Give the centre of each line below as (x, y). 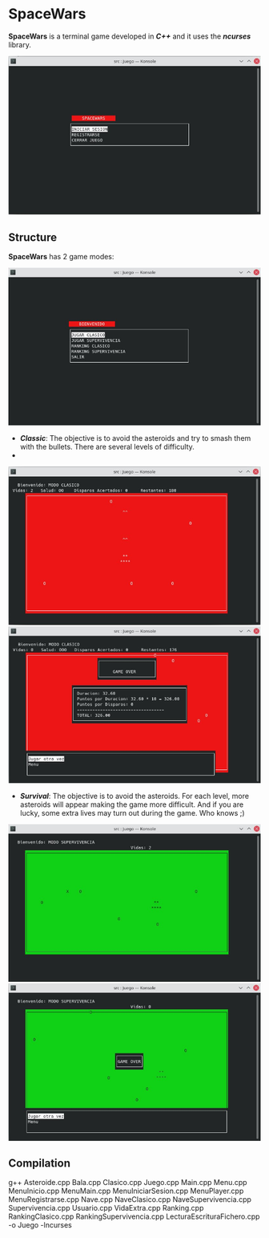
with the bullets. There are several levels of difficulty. (107, 447)
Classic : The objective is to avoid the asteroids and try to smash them (135, 438)
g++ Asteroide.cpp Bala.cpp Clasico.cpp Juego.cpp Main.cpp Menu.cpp (128, 1183)
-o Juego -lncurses (40, 1225)
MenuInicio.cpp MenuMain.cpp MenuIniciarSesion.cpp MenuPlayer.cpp (126, 1191)
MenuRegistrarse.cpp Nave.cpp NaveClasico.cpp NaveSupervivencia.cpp (130, 1199)
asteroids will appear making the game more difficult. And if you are (132, 804)
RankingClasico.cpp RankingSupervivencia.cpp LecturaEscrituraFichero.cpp (134, 1216)
